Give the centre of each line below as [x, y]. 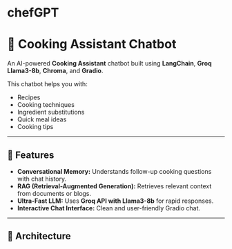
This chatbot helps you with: [47, 84]
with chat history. [42, 179]
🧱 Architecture [39, 236]
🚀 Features [31, 155]
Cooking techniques [46, 105]
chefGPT [33, 13]
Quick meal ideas [42, 119]
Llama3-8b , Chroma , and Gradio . [55, 71]
